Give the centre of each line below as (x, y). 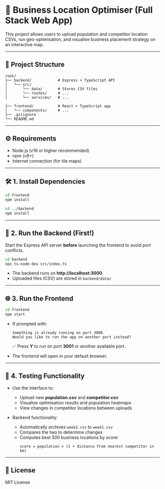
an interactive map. (25, 44)
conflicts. (14, 250)
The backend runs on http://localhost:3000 (57, 273)
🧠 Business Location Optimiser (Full (79, 10)
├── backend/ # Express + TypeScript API (60, 80)
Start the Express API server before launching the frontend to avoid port (78, 245)
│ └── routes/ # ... (37, 93)
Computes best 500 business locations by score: (69, 437)
